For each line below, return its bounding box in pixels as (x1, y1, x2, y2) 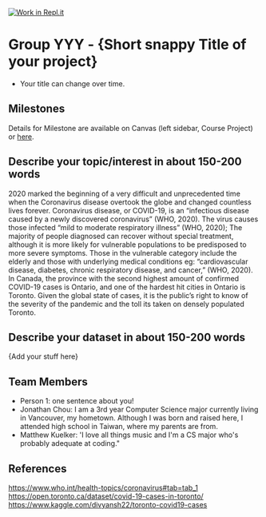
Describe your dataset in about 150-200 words (8, 330, 246, 344)
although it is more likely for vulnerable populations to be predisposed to (8, 240, 247, 249)
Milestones (8, 102, 66, 116)
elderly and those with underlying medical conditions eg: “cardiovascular (8, 257, 248, 266)
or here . (8, 132, 34, 141)
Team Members (8, 375, 88, 388)
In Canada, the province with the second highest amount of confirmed (8, 273, 240, 283)
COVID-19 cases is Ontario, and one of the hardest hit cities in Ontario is (8, 282, 246, 292)
